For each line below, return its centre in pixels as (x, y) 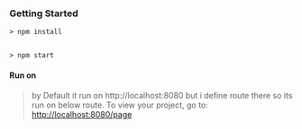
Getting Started (44, 13)
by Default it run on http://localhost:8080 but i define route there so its (162, 95)
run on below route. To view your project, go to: (120, 105)
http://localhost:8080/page (82, 114)
